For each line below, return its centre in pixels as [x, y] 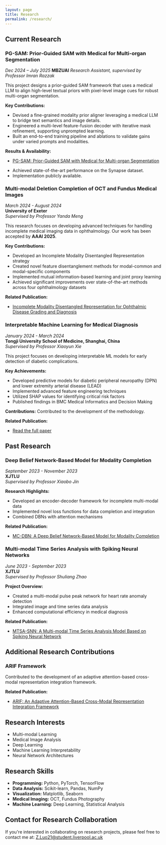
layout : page [19, 10]
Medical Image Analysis [37, 740]
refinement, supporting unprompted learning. [59, 131]
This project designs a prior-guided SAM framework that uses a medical [79, 86]
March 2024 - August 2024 [34, 206]
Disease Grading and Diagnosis [44, 312]
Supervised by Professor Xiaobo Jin [42, 482]
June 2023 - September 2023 [36, 566]
